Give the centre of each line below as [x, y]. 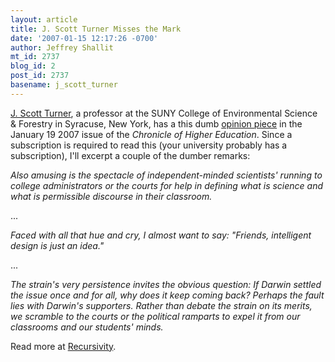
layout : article [44, 19]
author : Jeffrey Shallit [62, 47]
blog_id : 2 [33, 66]
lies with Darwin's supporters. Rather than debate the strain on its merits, [161, 305]
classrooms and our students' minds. [87, 327]
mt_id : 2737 [35, 57]
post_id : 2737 [40, 76]
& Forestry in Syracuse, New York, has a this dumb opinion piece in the [156, 123]
